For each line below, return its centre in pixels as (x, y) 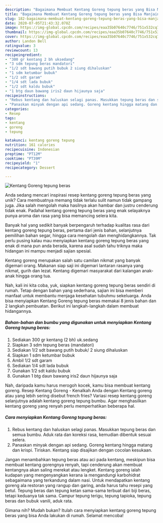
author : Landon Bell (26, 41)
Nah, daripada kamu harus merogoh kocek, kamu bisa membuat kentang (78, 385)
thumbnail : (16, 32)
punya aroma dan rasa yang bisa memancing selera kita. (61, 216)
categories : (17, 109)
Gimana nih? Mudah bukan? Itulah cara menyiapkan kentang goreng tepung (81, 510)
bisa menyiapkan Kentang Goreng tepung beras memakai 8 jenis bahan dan (81, 301)
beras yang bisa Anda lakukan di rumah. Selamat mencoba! (64, 516)
